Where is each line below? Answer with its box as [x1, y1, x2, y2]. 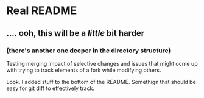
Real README [6, 4, 77, 18]
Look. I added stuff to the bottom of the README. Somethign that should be [6, 78, 196, 85]
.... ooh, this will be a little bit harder [6, 28, 145, 38]
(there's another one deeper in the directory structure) [6, 46, 171, 55]
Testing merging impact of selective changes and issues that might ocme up [6, 60, 198, 67]
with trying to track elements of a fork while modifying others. [6, 66, 161, 74]
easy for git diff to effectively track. [6, 85, 94, 92]
